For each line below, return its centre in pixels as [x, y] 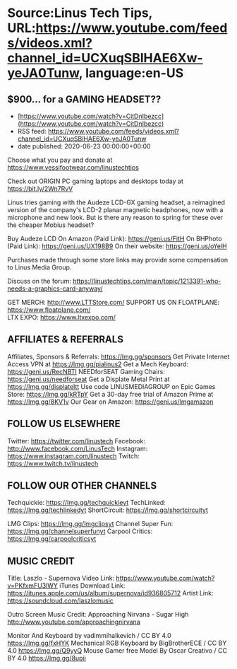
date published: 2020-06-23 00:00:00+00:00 [84, 146]
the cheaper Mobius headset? [51, 225]
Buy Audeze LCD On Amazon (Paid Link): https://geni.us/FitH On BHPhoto [115, 239]
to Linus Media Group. [39, 267]
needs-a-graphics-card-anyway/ [55, 289]
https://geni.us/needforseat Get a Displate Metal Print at [89, 379]
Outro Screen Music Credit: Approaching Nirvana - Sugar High [98, 615]
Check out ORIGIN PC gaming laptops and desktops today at [95, 181]
